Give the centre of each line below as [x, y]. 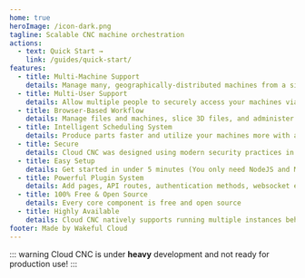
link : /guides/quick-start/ [79, 60]
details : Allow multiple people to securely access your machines [154, 102]
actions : [26, 43]
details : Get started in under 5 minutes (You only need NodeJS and [158, 169]
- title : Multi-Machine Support [79, 77]
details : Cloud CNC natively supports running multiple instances [154, 220]
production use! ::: [44, 264]
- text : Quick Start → [60, 52]
